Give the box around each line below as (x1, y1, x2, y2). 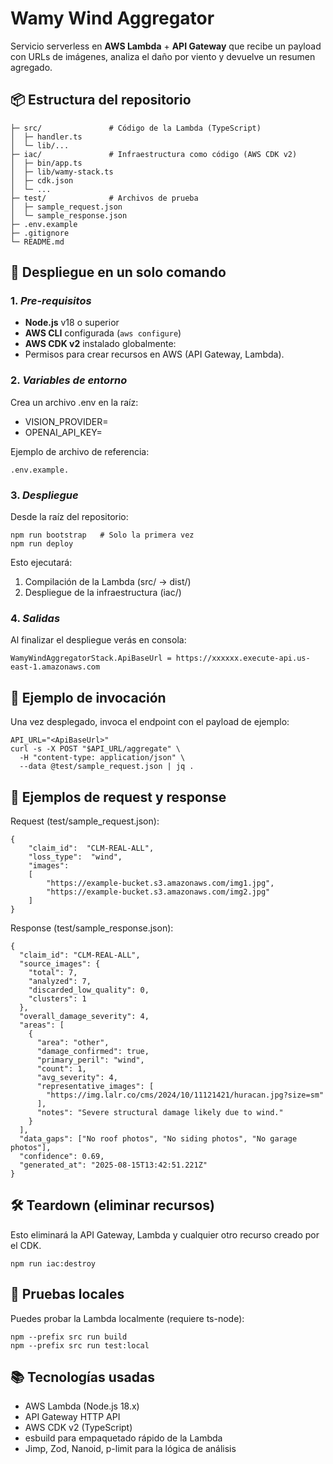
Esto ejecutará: (10, 557, 73, 569)
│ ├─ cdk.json (10, 175, 74, 186)
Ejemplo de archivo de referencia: (10, 445, 150, 457)
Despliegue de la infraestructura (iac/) (24, 587, 182, 599)
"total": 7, (28, 967, 78, 977)
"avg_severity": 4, (36, 1072, 118, 1082)
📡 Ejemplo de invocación (10, 689, 167, 706)
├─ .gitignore (10, 228, 70, 238)
